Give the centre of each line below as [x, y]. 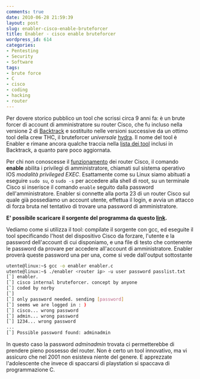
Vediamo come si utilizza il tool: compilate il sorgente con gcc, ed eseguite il [100, 229]
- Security [20, 56]
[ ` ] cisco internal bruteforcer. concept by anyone [72, 282]
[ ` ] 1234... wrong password [41, 321]
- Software [20, 62]
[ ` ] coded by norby [30, 288]
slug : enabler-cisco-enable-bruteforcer [57, 28]
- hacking [19, 95]
